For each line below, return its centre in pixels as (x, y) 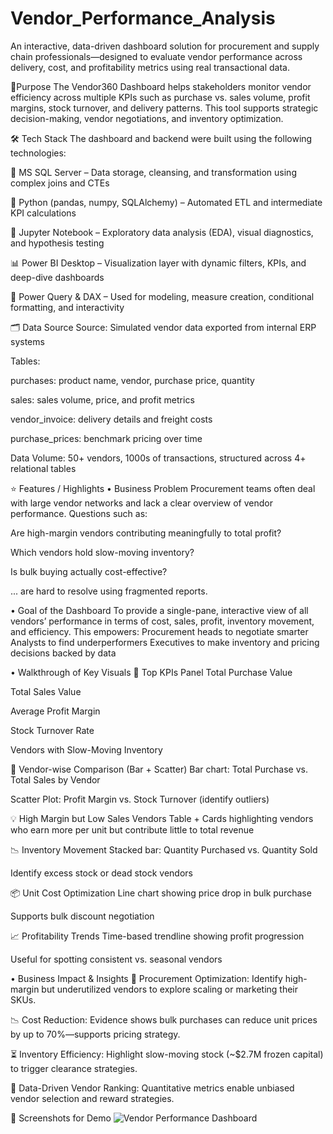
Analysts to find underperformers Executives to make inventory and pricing (165, 642)
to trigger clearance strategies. (74, 1068)
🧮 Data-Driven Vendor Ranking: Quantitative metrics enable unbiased (152, 1088)
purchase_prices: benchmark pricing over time (106, 438)
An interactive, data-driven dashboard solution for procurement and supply (165, 46)
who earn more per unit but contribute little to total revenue (132, 829)
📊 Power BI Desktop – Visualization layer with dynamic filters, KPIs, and (158, 263)
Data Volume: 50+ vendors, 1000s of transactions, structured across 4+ (158, 458)
